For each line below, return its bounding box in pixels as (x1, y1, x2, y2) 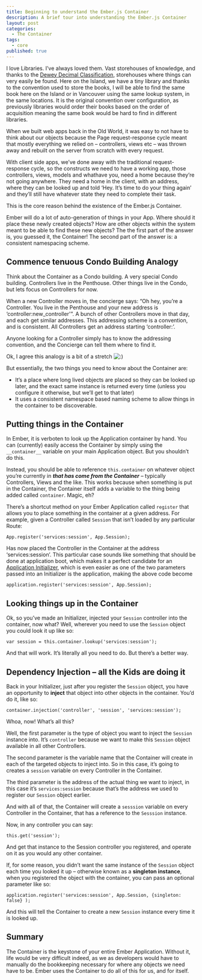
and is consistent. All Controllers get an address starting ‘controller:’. (6, 323, 176, 330)
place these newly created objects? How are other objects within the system (6, 220, 195, 227)
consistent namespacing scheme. (6, 239, 90, 247)
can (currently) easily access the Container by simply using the (6, 441, 163, 449)
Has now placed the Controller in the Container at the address (6, 545, 160, 552)
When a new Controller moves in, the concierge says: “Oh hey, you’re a (6, 297, 183, 304)
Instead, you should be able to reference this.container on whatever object (6, 466, 195, 473)
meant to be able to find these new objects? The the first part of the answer (6, 227, 194, 234)
